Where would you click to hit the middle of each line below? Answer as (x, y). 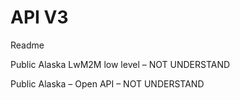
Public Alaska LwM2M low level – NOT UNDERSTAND (120, 64)
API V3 (39, 17)
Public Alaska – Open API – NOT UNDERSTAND (107, 83)
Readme (27, 45)
